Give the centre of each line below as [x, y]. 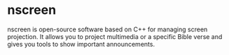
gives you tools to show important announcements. [81, 44]
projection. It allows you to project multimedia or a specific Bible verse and [115, 36]
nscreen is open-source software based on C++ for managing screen [107, 29]
